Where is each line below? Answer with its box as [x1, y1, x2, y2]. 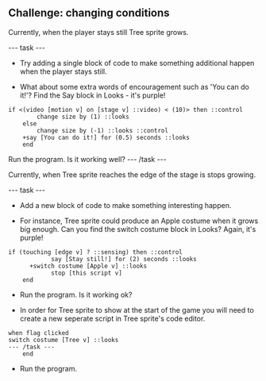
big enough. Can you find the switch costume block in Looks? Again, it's [19, 224, 256, 233]
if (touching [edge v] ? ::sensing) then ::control [8, 248, 183, 256]
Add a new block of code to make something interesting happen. [19, 200, 232, 210]
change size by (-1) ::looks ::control [37, 126, 169, 134]
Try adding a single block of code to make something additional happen [19, 58, 255, 67]
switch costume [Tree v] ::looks [8, 336, 119, 344]
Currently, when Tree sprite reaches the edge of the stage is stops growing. [8, 170, 256, 179]
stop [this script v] [50, 269, 123, 277]
